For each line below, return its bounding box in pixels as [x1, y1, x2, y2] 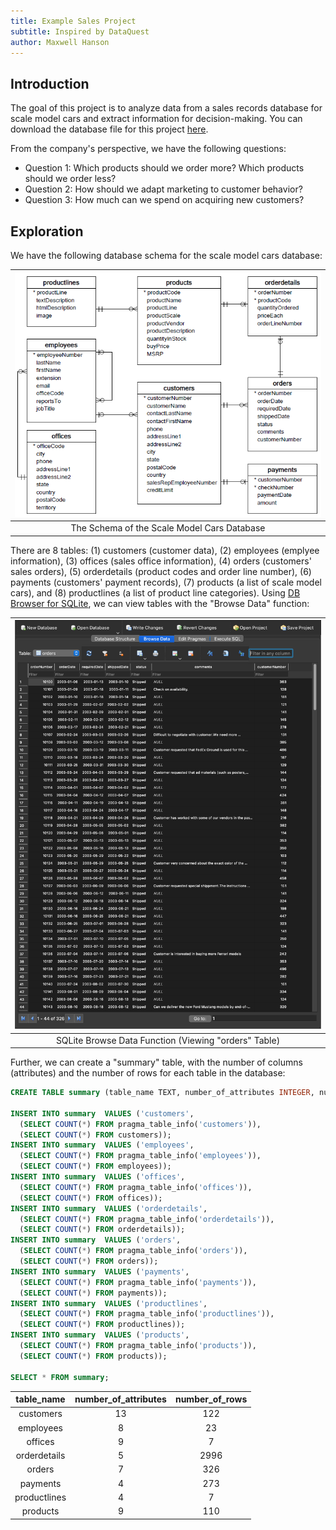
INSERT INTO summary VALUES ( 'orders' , [10, 1235, 182, 1245]
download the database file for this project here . [10, 123, 209, 135]
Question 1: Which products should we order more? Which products [24, 162, 305, 174]
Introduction [10, 75, 90, 92]
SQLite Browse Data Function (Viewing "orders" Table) [55, 1034, 281, 1046]
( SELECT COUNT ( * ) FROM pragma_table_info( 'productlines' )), [19, 1309, 275, 1319]
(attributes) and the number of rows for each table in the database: [10, 1067, 286, 1079]
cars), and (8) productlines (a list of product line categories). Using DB [10, 586, 301, 599]
